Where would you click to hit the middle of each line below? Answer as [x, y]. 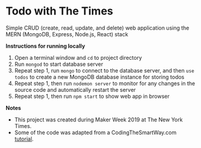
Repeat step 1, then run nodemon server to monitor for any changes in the [105, 83]
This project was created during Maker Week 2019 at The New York [98, 120]
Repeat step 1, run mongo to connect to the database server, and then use [104, 70]
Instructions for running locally [46, 46]
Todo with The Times [59, 11]
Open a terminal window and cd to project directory [78, 57]
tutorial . [24, 139]
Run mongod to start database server [59, 64]
